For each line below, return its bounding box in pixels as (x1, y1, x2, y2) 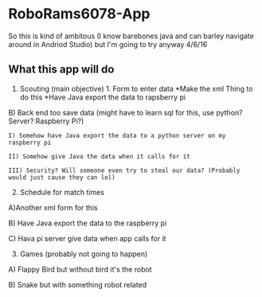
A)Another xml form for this (8, 202, 98, 212)
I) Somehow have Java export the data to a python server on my (8, 131, 226, 139)
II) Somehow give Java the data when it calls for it (8, 152, 191, 160)
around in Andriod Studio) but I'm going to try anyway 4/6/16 (8, 39, 208, 49)
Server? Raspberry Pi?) (8, 116, 84, 126)
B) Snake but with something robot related (8, 279, 147, 289)
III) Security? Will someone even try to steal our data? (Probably (8, 166, 240, 174)
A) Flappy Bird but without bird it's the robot (8, 264, 153, 274)
